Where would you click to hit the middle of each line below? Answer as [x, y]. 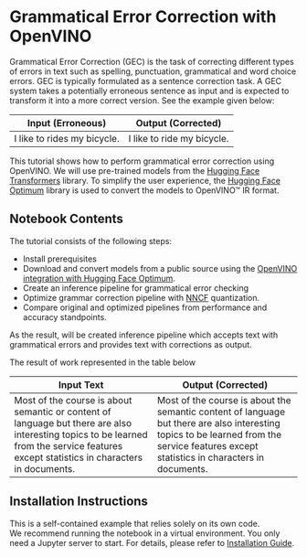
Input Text [81, 384]
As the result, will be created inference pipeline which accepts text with [144, 335]
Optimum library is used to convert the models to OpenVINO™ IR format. [144, 190]
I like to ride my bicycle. [179, 138]
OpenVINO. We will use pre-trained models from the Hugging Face [135, 170]
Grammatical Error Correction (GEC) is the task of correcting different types [152, 61]
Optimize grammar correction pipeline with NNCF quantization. [141, 297]
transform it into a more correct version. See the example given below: [142, 100]
